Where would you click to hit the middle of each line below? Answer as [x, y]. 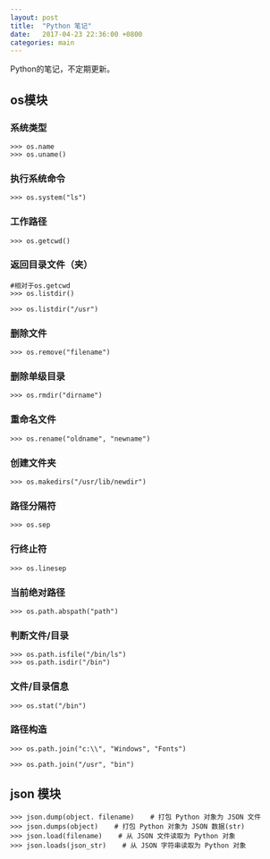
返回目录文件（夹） [51, 265]
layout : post [34, 17]
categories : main [42, 42]
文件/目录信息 [40, 686]
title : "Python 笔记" [51, 26]
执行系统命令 [38, 178]
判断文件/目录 [40, 636]
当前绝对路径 [38, 593]
